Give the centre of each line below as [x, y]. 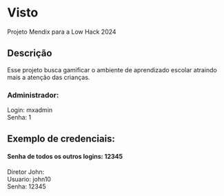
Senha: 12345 [27, 186]
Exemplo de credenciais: [61, 139]
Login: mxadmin [30, 110]
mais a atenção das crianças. [49, 77]
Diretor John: [26, 172]
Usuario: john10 [29, 179]
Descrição [30, 53]
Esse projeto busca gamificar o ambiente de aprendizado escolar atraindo [112, 69]
